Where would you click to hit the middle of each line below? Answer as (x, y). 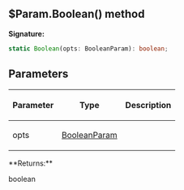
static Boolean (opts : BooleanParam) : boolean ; (88, 49)
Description (148, 105)
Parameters (39, 74)
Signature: (26, 33)
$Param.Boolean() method (77, 14)
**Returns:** (31, 163)
